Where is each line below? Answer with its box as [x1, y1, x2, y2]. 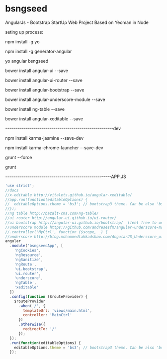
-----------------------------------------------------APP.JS [5, 174, 126, 179]
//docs [5, 187, 19, 193]
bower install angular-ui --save [5, 68, 69, 74]
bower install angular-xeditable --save [5, 115, 83, 122]
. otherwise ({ [18, 322, 46, 327]
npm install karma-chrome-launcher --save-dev [5, 145, 103, 151]
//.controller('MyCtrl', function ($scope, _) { [5, 229, 108, 234]
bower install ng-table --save [5, 106, 65, 112]
